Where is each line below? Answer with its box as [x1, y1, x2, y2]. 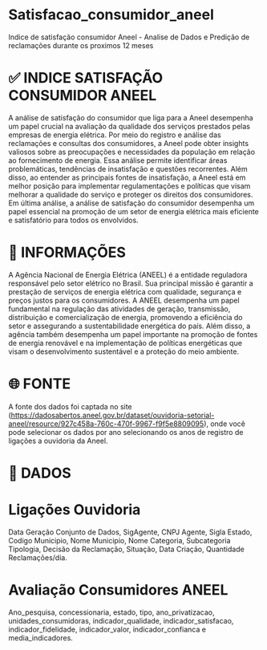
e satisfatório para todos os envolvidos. [8, 215, 139, 225]
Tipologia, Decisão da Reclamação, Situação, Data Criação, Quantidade [8, 544, 245, 554]
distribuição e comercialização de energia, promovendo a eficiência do [8, 312, 243, 322]
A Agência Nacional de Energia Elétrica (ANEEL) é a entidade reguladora [8, 270, 248, 279]
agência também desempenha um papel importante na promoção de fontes [8, 329, 258, 339]
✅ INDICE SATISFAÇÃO [8, 69, 164, 87]
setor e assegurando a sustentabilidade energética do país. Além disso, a [8, 321, 251, 331]
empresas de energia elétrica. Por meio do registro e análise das [8, 130, 222, 140]
